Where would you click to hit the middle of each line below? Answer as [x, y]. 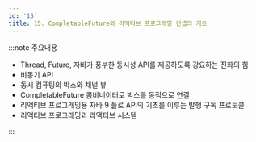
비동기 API [37, 74]
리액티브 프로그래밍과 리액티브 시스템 [78, 115]
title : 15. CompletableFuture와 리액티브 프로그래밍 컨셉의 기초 [108, 23]
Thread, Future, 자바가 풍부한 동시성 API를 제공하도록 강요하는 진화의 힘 [134, 65]
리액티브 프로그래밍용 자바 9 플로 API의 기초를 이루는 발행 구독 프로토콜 [132, 105]
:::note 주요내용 [33, 47]
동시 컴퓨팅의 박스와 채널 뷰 [63, 85]
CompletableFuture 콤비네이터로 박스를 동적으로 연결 [105, 94]
